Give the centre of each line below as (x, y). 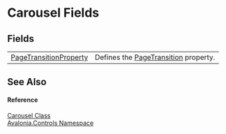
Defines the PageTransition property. (155, 57)
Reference (23, 100)
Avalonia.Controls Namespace (51, 123)
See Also (27, 82)
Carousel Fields (53, 13)
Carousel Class (29, 115)
